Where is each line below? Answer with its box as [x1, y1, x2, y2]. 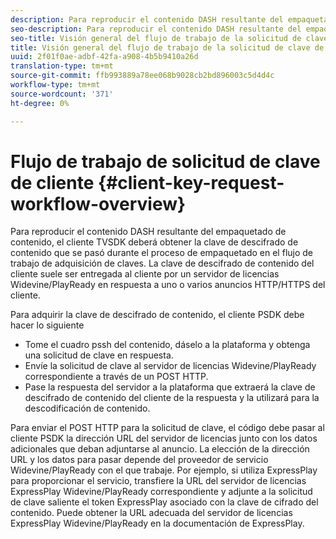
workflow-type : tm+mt [10, 80, 101, 90]
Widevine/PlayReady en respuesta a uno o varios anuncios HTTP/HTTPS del [10, 279, 326, 291]
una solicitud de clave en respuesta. [24, 349, 174, 361]
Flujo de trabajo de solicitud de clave [10, 150, 321, 173]
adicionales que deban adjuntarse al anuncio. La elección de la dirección [10, 443, 310, 455]
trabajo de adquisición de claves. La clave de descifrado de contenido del [10, 257, 315, 270]
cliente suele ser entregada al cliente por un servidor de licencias [10, 268, 280, 280]
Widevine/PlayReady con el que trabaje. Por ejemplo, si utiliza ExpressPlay [10, 464, 318, 476]
